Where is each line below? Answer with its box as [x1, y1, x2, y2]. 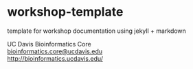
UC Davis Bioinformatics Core [7, 40, 91, 48]
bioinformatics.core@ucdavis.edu [7, 47, 103, 55]
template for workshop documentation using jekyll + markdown [7, 27, 187, 35]
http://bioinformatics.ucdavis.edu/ [7, 54, 104, 62]
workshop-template [7, 4, 124, 20]
